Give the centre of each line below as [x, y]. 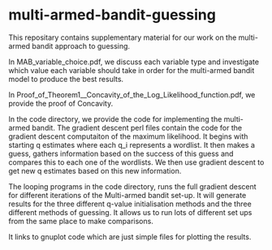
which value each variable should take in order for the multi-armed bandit [132, 70]
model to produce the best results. [66, 79]
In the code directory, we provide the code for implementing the [115, 119]
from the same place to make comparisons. [81, 221]
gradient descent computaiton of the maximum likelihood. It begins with [128, 136]
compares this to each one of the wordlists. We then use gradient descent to [136, 162]
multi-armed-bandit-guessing [112, 15]
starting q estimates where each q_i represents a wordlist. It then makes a [132, 144]
